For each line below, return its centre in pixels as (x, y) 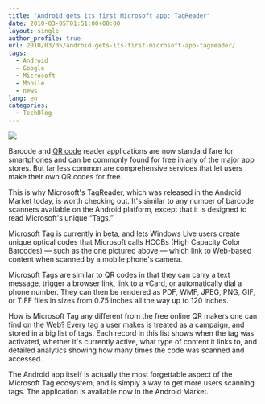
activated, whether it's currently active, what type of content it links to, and (133, 342)
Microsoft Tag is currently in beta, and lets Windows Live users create (124, 233)
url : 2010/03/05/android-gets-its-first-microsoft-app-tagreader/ (122, 46)
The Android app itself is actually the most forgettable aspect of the (120, 374)
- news (27, 91)
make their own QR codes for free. (66, 177)
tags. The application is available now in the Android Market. (109, 392)
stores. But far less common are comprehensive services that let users (126, 168)
